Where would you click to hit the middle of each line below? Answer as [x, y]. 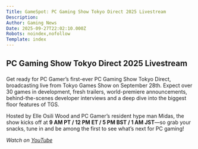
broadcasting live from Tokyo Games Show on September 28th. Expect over [99, 86]
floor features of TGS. [33, 104]
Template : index [26, 39]
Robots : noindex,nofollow [38, 34]
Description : [22, 17]
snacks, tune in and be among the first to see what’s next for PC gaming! [95, 129]
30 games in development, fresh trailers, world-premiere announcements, [97, 92]
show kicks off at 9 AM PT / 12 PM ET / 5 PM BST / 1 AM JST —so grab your [99, 122]
